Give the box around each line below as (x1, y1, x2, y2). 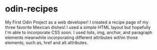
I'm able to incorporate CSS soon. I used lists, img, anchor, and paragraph (5, 29, 153, 35)
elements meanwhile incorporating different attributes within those (5, 35, 138, 40)
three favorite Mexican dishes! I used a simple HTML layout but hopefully (5, 24, 151, 30)
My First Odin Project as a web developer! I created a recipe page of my (5, 19, 149, 25)
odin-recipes (5, 3, 58, 14)
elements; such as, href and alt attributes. (5, 39, 88, 45)
